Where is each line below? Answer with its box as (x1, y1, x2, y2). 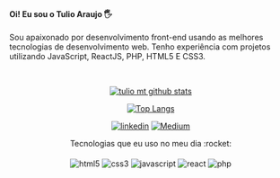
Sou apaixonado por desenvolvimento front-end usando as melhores (9, 32, 264, 43)
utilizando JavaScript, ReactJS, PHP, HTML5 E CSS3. (9, 51, 206, 62)
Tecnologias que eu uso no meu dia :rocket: (70, 138, 232, 149)
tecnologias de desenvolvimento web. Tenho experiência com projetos (9, 41, 271, 52)
